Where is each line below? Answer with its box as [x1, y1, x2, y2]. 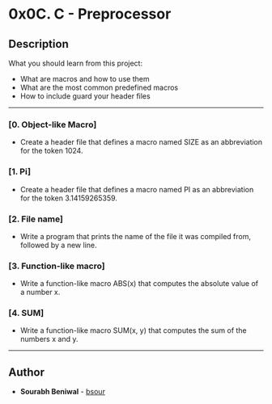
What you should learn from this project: [8, 58, 143, 68]
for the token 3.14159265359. [19, 193, 117, 203]
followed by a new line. [19, 240, 97, 250]
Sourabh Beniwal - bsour [19, 387, 105, 397]
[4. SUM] [8, 308, 45, 319]
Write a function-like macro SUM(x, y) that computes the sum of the [19, 326, 247, 335]
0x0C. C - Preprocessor [8, 5, 172, 23]
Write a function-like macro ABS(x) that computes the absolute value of [19, 279, 259, 288]
